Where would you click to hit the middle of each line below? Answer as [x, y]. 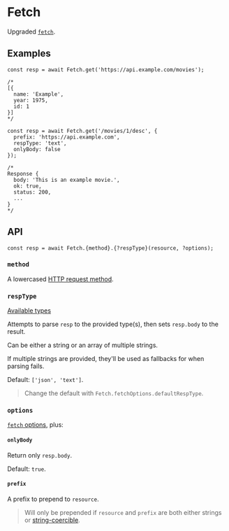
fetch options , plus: [36, 425]
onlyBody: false [37, 149]
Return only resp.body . [39, 455]
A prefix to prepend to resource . [53, 499]
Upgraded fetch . [31, 31]
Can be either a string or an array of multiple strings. [83, 345]
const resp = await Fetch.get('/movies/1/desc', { [82, 131]
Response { [23, 174]
